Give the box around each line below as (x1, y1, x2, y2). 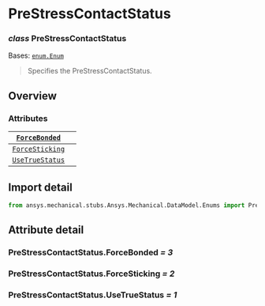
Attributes (8, 112, 48, 123)
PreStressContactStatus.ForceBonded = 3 (8, 247, 174, 258)
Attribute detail (8, 223, 84, 237)
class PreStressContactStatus (8, 33, 127, 44)
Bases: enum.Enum (8, 51, 65, 60)
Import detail (8, 180, 73, 194)
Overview (8, 89, 58, 103)
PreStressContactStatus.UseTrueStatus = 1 (8, 289, 177, 300)
